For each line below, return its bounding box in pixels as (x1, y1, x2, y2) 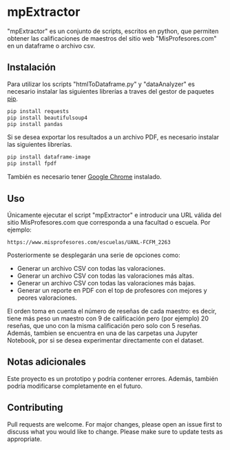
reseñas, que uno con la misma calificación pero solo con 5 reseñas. (7, 321, 202, 329)
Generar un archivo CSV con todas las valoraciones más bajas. (17, 278, 196, 287)
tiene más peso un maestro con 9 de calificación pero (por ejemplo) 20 (7, 314, 209, 323)
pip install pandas (7, 121, 63, 127)
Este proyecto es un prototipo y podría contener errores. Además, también (7, 374, 218, 382)
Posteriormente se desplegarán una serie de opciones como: (7, 251, 180, 259)
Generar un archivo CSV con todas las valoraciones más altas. (17, 272, 194, 280)
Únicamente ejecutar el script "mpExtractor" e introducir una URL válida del (7, 211, 222, 219)
